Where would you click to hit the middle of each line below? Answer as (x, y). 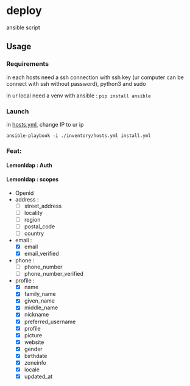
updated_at (38, 377)
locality (33, 212)
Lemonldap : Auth (30, 166)
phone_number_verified (54, 274)
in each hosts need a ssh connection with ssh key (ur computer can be (95, 77)
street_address (43, 206)
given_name (39, 301)
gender (33, 349)
